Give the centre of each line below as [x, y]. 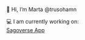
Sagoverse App [25, 30]
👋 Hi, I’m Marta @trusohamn [42, 9]
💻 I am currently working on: [42, 22]
